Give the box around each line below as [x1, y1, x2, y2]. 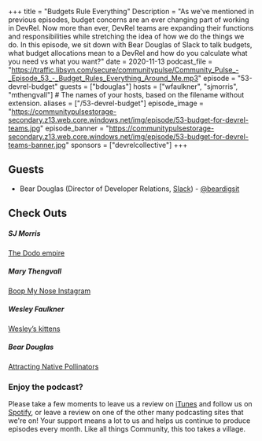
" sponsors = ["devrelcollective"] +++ [65, 141, 188, 149]
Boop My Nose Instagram [8, 286, 91, 296]
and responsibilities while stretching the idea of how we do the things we [8, 31, 245, 41]
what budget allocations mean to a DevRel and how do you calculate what [8, 49, 248, 57]
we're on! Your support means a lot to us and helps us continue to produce [8, 416, 251, 425]
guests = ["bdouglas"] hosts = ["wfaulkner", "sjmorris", [59, 82, 238, 91]
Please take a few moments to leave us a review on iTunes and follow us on [8, 399, 253, 409]
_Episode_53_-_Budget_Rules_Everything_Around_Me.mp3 [8, 74, 199, 83]
